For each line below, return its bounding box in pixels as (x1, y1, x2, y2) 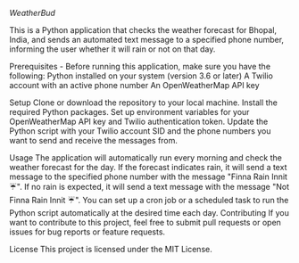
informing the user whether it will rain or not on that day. (9, 44, 216, 54)
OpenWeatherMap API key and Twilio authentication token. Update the (9, 116, 269, 127)
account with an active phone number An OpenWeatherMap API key (9, 80, 260, 90)
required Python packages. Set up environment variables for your (9, 107, 250, 117)
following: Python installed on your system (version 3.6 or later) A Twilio (9, 70, 274, 81)
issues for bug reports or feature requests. (9, 226, 166, 237)
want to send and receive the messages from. (9, 136, 179, 145)
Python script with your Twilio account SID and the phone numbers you (9, 126, 271, 136)
